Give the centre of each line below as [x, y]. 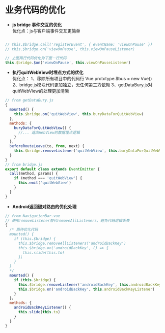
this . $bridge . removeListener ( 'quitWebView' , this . [67, 151]
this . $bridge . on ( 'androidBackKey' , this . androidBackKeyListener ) [86, 289]
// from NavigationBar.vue [33, 216]
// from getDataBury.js [29, 100]
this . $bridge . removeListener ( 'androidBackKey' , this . [74, 284]
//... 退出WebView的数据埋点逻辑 [49, 133]
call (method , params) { [34, 174]
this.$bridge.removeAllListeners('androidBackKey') [72, 243]
